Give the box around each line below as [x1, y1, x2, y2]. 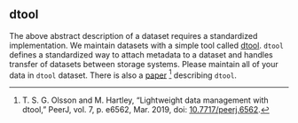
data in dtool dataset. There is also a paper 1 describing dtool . [9, 68, 238, 81]
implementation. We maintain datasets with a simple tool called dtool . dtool [9, 40, 284, 50]
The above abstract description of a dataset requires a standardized [9, 30, 258, 41]
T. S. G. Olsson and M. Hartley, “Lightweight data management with [21, 95, 269, 105]
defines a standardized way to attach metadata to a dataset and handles [9, 49, 273, 60]
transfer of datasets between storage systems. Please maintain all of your [9, 58, 278, 69]
